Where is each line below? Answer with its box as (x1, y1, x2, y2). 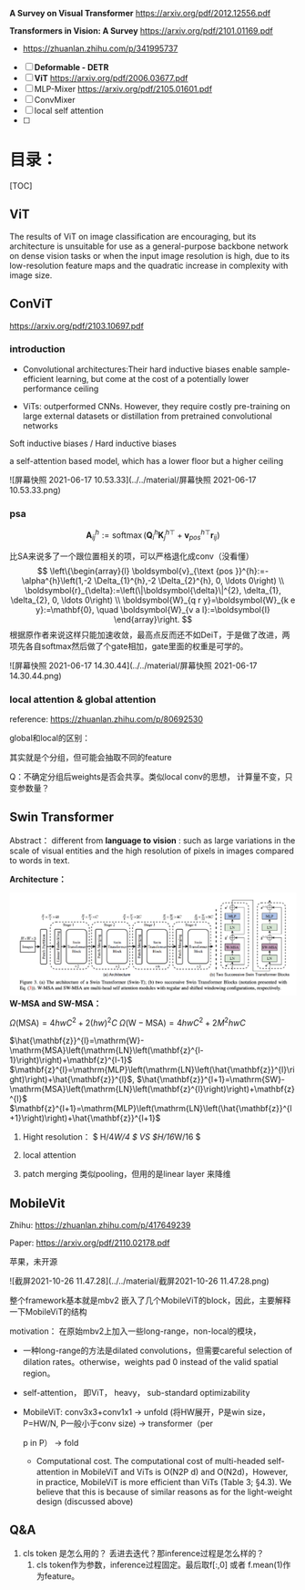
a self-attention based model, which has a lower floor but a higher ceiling (9, 455, 284, 466)
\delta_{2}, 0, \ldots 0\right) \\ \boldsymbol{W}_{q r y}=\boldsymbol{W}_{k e (10, 594, 296, 605)
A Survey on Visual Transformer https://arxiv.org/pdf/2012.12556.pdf (9, 8, 271, 18)
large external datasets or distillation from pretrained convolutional (22, 410, 273, 421)
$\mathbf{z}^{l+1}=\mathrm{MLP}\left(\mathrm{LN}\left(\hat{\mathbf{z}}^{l (9, 1103, 293, 1114)
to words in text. (9, 854, 70, 865)
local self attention (34, 105, 104, 116)
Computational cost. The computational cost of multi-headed (36, 1455, 266, 1466)
